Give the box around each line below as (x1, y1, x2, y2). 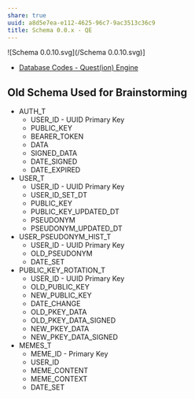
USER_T (18, 174, 45, 183)
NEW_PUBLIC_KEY (30, 290, 92, 300)
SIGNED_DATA (30, 149, 78, 158)
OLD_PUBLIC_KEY (30, 283, 90, 292)
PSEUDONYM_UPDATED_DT (30, 224, 123, 233)
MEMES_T (18, 341, 52, 350)
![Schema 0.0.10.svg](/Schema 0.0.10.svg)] (7, 48, 146, 57)
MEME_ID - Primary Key (30, 349, 109, 359)
